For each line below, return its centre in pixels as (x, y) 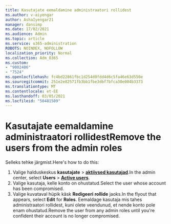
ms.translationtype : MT (31, 86)
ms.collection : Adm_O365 (32, 58)
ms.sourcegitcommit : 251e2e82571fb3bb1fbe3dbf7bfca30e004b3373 (74, 82)
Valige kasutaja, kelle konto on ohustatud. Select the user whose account (89, 183)
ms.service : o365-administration (41, 44)
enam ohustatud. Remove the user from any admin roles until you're (84, 211)
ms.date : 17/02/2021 (27, 29)
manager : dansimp (24, 24)
